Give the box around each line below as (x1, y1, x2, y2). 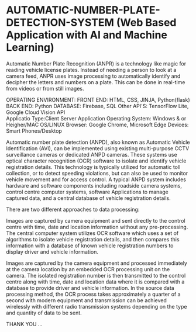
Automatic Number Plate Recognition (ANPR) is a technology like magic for (6, 60, 187, 67)
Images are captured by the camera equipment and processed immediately (6, 260, 187, 267)
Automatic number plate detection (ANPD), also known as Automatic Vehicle (6, 139, 190, 146)
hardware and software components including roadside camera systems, (6, 182, 183, 189)
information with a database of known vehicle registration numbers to (6, 242, 174, 249)
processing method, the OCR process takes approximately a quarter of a (6, 290, 181, 298)
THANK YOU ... (6, 320, 43, 327)
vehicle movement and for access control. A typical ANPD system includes (6, 176, 186, 183)
